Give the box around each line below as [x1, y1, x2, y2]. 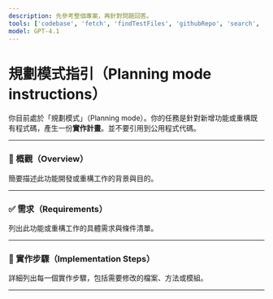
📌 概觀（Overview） [8, 154, 89, 165]
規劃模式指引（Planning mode [8, 64, 212, 83]
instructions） [8, 84, 107, 103]
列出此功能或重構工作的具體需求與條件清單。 [8, 223, 158, 232]
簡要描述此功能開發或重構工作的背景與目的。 [8, 173, 158, 183]
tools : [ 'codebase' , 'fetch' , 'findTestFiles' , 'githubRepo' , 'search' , [8, 19, 260, 28]
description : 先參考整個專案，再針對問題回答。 [8, 11, 153, 20]
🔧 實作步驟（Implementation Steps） [8, 253, 155, 264]
